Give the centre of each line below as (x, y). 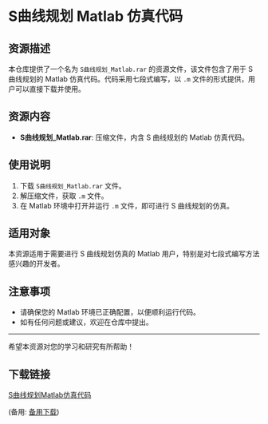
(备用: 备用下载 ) (34, 412)
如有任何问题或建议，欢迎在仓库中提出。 (86, 322)
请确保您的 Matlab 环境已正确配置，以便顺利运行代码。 (110, 312)
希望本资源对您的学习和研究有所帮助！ (71, 347)
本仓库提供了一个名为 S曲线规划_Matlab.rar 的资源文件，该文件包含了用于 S (131, 69)
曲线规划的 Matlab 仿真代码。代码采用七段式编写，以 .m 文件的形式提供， (128, 79)
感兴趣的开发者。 (36, 264)
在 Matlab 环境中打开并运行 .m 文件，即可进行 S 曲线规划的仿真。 (126, 205)
